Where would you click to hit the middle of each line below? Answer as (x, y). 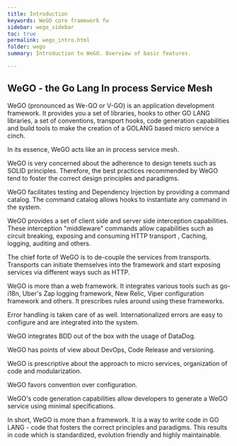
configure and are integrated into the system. (73, 322)
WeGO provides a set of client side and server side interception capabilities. (118, 221)
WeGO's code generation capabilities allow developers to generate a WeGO (117, 398)
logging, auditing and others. (49, 243)
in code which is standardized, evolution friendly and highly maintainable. (114, 435)
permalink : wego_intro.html (49, 40)
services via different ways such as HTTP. (69, 272)
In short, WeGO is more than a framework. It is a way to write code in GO (113, 420)
